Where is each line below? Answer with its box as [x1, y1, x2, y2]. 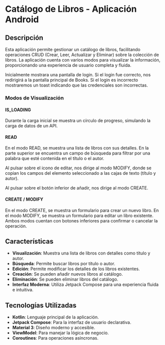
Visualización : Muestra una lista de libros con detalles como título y [12, 250, 151, 256]
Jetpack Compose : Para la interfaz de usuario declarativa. [12, 319, 132, 325]
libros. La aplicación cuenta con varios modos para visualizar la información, [5, 57, 161, 63]
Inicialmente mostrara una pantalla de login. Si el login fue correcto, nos [5, 72, 151, 77]
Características [5, 237, 54, 246]
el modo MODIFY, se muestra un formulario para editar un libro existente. [5, 213, 154, 219]
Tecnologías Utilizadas [5, 301, 77, 310]
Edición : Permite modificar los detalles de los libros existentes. [12, 266, 140, 272]
